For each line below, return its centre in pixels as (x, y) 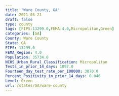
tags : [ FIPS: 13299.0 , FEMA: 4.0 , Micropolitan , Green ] (60, 29)
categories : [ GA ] (24, 34)
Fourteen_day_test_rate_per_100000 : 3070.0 (52, 72)
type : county (19, 24)
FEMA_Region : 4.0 (24, 52)
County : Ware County (27, 39)
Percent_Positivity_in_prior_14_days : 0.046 (53, 76)
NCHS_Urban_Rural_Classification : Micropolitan (56, 62)
